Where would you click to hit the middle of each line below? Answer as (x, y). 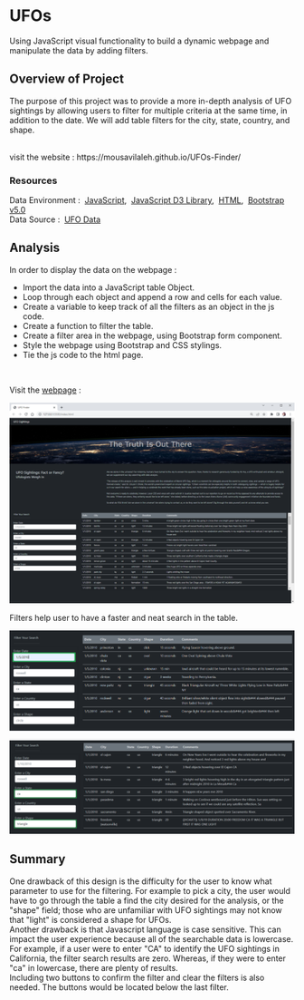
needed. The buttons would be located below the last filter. (119, 987)
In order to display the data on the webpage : (93, 269)
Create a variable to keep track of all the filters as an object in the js (148, 306)
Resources (33, 180)
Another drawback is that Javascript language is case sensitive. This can (146, 929)
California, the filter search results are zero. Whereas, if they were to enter (148, 958)
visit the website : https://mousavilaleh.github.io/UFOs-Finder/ (125, 157)
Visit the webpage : (45, 390)
